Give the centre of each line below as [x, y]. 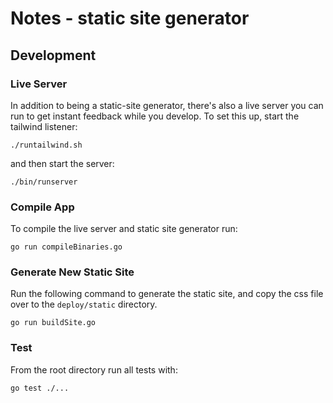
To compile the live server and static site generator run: [124, 229]
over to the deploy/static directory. [84, 304]
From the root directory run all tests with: [94, 369]
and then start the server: [62, 163]
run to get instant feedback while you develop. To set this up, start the [155, 116]
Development [53, 55]
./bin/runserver [44, 182]
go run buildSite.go [53, 323]
